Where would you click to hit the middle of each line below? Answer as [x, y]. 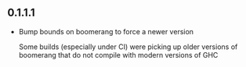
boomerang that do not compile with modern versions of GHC [118, 55]
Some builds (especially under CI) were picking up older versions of [128, 47]
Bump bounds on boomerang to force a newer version [106, 31]
